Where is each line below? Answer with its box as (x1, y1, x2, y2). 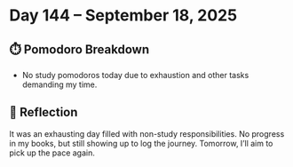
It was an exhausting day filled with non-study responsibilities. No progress (9, 128, 285, 139)
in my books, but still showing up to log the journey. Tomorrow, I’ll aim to (9, 138, 273, 148)
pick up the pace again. (9, 147, 95, 158)
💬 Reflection (9, 105, 78, 120)
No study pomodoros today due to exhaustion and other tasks (21, 70, 249, 80)
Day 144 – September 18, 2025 (9, 5, 238, 26)
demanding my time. (21, 79, 98, 90)
